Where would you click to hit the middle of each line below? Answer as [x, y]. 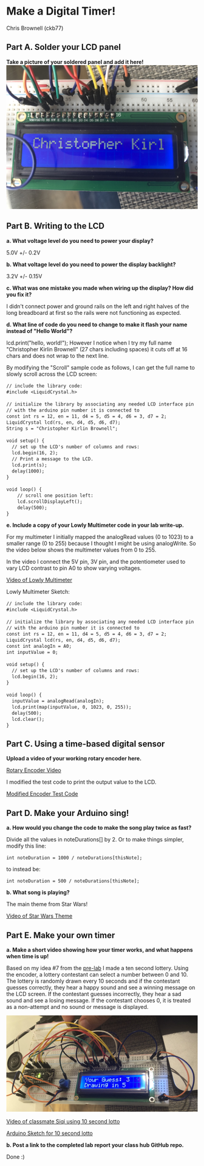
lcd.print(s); [29, 465]
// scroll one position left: [56, 495]
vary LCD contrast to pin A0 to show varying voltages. [74, 568]
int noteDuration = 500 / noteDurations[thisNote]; [73, 881]
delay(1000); [28, 471]
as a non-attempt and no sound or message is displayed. [77, 1007]
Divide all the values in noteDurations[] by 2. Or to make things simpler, [95, 840]
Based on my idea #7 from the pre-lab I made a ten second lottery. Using [97, 968]
